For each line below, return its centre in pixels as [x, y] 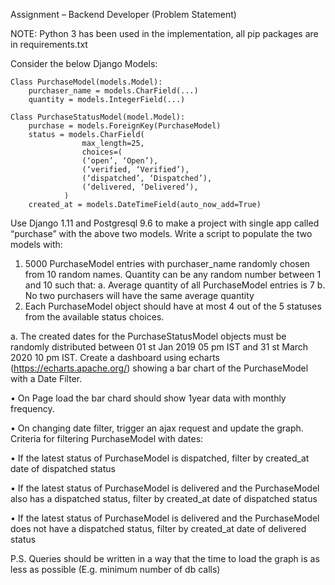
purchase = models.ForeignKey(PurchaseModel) [125, 126]
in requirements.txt [49, 44]
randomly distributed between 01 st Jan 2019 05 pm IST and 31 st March [159, 347]
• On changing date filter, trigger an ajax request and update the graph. [157, 428]
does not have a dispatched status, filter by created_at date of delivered [158, 528]
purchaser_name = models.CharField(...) [113, 91]
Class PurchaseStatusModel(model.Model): [98, 117]
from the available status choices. [94, 317]
